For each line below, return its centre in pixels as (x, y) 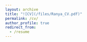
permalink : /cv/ (22, 18)
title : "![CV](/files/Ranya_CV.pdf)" (44, 14)
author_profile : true (27, 23)
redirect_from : (21, 28)
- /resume (19, 32)
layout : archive (22, 9)
